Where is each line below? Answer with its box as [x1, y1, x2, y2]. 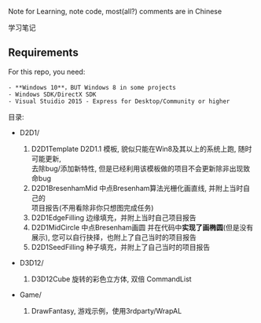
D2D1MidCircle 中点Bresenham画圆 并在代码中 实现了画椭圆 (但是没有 [31, 222, 254, 232]
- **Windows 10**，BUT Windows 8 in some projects [8, 83, 177, 91]
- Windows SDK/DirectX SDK [8, 90, 97, 98]
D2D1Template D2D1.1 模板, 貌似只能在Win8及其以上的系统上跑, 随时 [31, 144, 252, 153]
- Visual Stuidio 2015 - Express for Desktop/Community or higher [8, 97, 230, 105]
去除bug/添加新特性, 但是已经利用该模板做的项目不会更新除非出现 [31, 163, 244, 173]
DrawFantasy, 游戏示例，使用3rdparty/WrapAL [31, 306, 182, 315]
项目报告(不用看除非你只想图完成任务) [31, 203, 154, 212]
